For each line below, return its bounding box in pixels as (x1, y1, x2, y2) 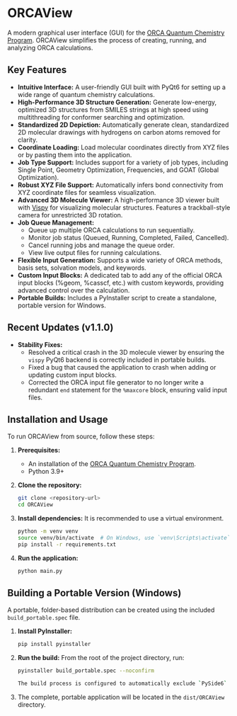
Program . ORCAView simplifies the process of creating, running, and (7, 35, 207, 44)
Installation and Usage (7, 413, 108, 426)
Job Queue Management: (17, 218, 94, 227)
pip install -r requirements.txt (17, 540, 117, 548)
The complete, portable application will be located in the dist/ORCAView (17, 693, 225, 702)
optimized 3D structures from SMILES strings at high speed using (17, 105, 209, 114)
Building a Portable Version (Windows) (7, 587, 182, 599)
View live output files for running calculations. (28, 248, 162, 256)
